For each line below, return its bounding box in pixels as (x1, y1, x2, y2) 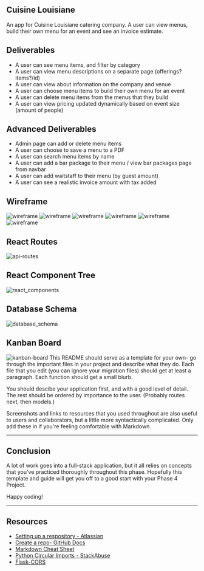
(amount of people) (15, 106, 64, 114)
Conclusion (6, 446, 51, 456)
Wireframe (6, 196, 48, 207)
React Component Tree (6, 270, 96, 281)
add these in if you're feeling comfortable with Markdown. (6, 422, 152, 430)
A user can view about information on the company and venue (15, 80, 171, 87)
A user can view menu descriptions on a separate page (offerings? (15, 67, 182, 75)
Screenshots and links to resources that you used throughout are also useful (6, 409, 197, 417)
